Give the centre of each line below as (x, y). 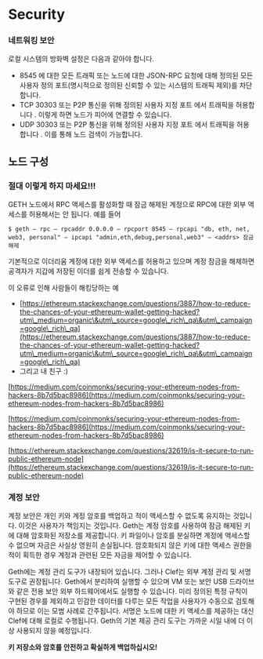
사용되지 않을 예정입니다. (54, 631)
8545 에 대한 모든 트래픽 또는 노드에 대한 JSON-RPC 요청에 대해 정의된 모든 (136, 75)
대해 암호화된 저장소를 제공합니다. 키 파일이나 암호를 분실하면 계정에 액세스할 (133, 536)
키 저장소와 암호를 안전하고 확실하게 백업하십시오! (83, 647)
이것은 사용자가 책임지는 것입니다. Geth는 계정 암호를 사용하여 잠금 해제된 (130, 526)
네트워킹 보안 (31, 41)
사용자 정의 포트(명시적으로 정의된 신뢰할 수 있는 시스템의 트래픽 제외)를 (128, 86)
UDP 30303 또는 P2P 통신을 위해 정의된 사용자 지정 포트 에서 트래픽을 (127, 125)
